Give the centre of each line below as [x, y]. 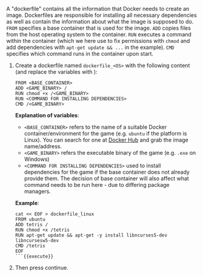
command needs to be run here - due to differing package [97, 185]
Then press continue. [42, 268]
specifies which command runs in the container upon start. [80, 54]
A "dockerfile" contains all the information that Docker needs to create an [98, 9]
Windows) [37, 159]
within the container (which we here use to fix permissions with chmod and [98, 41]
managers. [38, 191]
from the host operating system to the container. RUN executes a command [99, 34]
